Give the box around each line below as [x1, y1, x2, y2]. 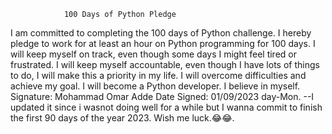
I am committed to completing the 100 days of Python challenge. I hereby [10, 27, 312, 39]
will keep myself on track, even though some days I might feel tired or [10, 48, 297, 60]
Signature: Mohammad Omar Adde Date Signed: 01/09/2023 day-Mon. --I [10, 91, 315, 102]
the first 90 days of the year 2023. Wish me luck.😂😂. [10, 112, 235, 124]
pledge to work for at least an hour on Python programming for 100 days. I [10, 38, 316, 49]
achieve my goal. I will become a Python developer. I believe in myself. [10, 80, 301, 92]
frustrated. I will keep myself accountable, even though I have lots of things [10, 59, 320, 70]
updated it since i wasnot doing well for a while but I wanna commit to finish [10, 101, 323, 113]
